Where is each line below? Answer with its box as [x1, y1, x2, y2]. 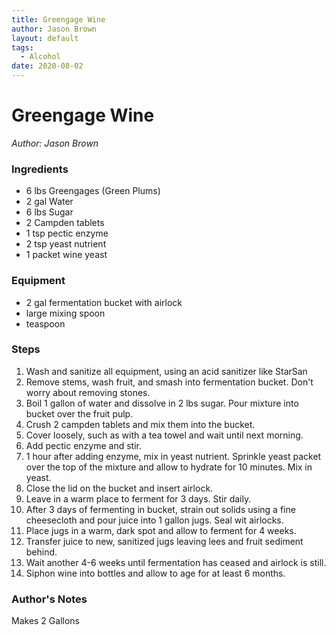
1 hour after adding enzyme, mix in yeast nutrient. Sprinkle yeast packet [25, 450, 322, 462]
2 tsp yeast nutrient [25, 238, 107, 250]
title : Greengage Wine [11, 14, 106, 25]
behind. [25, 546, 58, 558]
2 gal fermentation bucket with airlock [25, 296, 183, 308]
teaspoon [25, 317, 66, 330]
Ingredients [11, 162, 69, 176]
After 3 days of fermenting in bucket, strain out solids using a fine [25, 503, 296, 515]
